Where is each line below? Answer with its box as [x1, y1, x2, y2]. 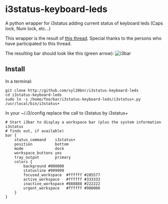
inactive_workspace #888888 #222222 [23, 181, 100, 186]
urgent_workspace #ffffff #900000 [23, 185, 100, 190]
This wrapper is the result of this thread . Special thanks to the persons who [5, 35, 162, 41]
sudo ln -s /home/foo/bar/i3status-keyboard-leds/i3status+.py [5, 96, 141, 101]
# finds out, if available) [5, 128, 65, 134]
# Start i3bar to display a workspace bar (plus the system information [5, 120, 161, 125]
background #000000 [23, 163, 65, 169]
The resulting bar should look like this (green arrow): [5, 50, 115, 56]
